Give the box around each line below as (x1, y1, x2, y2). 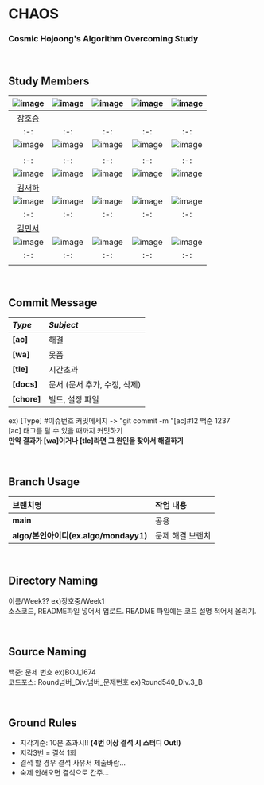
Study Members (8, 74, 90, 87)
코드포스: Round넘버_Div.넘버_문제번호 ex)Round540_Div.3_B (8, 677, 203, 686)
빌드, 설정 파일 (49, 394, 99, 406)
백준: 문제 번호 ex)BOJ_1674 (8, 667, 97, 677)
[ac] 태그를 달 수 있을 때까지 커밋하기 (8, 426, 123, 436)
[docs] (12, 379, 38, 390)
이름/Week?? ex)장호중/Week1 (8, 596, 105, 605)
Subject (49, 320, 79, 331)
